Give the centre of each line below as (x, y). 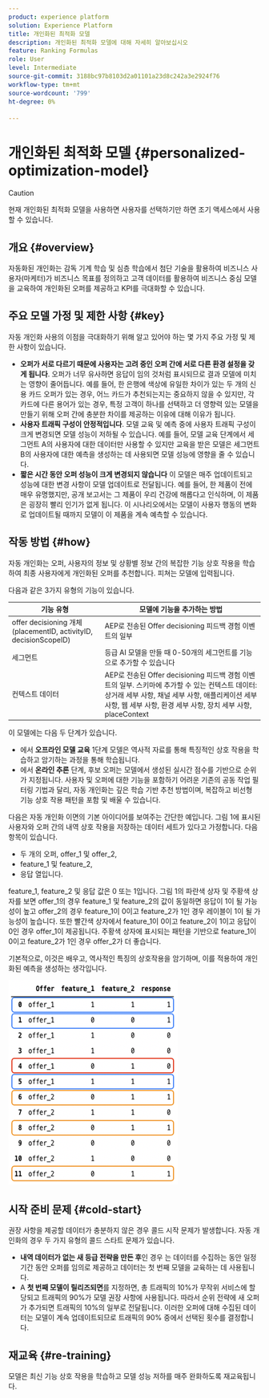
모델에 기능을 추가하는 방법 (181, 609)
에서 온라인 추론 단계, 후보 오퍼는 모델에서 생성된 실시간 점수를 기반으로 (130, 770)
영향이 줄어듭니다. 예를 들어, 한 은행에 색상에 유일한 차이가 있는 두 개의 (138, 384)
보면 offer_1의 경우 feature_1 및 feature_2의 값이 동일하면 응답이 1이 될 (132, 901)
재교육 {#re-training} (60, 1355)
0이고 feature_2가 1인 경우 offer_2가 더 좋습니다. (85, 941)
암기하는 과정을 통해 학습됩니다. (90, 760)
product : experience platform (59, 17)
